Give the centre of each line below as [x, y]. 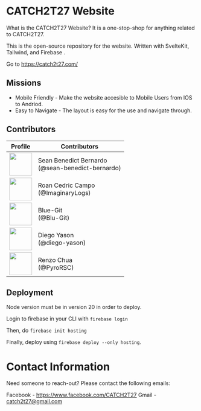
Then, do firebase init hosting [46, 331]
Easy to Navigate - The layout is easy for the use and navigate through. [103, 110]
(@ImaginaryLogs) [65, 193]
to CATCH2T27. [25, 34]
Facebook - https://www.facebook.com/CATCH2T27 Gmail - [81, 395]
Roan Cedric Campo [67, 185]
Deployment [30, 292]
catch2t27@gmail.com [34, 401]
